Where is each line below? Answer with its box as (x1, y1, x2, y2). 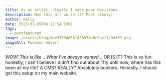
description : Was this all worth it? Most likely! (5, 12, 113, 17)
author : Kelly (5, 17, 35, 22)
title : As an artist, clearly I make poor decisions (5, 7, 118, 13)
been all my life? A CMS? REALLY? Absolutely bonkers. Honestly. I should (5, 64, 157, 70)
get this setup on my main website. (5, 70, 78, 76)
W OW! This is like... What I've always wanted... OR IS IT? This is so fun (5, 54, 152, 60)
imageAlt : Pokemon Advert (5, 40, 59, 45)
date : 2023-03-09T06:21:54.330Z (5, 21, 73, 27)
